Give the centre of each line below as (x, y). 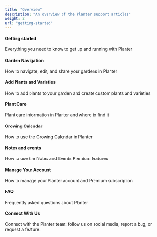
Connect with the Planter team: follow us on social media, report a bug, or (78, 224)
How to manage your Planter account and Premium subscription (69, 180)
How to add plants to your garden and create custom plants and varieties (78, 93)
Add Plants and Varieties (30, 82)
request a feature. (23, 229)
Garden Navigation (24, 61)
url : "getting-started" (29, 23)
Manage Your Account (28, 170)
